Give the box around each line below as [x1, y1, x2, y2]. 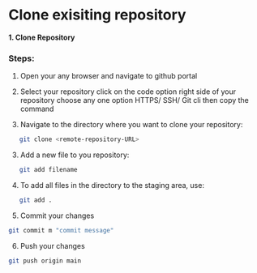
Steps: [8, 53, 35, 64]
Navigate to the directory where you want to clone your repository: [19, 120, 243, 130]
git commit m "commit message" [8, 226, 114, 234]
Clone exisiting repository [8, 6, 186, 24]
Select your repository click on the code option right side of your [19, 87, 237, 96]
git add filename [19, 166, 79, 174]
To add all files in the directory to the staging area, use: [19, 180, 205, 190]
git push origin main [8, 257, 82, 265]
